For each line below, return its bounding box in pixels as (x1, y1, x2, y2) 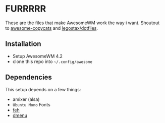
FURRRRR (5, 3, 46, 15)
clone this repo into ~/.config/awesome (12, 58, 92, 65)
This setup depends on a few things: (5, 86, 81, 92)
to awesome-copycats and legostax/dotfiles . (5, 25, 98, 31)
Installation (5, 40, 41, 48)
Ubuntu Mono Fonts (12, 101, 50, 107)
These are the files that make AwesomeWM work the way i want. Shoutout (5, 20, 160, 26)
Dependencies (5, 73, 52, 82)
